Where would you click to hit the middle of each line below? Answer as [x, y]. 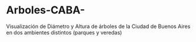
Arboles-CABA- [46, 10]
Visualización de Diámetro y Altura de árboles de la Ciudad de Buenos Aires [98, 26]
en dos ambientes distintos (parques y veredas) [64, 32]
